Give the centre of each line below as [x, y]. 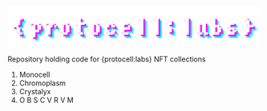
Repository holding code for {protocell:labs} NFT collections [107, 59]
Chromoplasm [42, 83]
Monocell [34, 75]
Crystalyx [35, 92]
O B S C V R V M [46, 100]
